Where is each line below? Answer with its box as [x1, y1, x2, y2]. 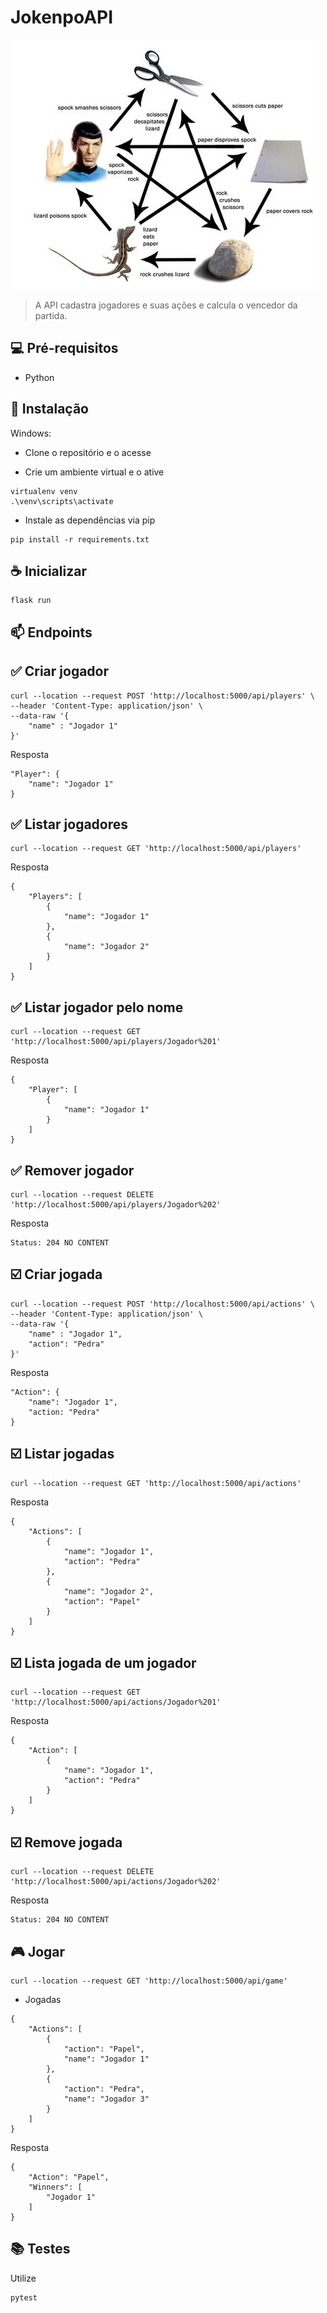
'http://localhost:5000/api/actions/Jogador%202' [10, 1877, 222, 1887]
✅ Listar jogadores [10, 816, 129, 833]
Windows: [10, 427, 52, 439]
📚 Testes [10, 2241, 71, 2258]
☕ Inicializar [10, 562, 87, 580]
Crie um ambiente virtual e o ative [24, 466, 165, 478]
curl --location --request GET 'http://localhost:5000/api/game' [10, 1976, 288, 1986]
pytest [10, 2292, 38, 2303]
